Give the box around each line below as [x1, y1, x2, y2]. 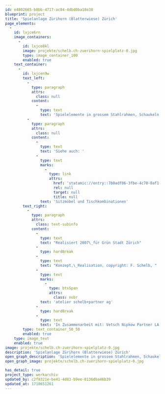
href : [53, 181, 65, 186]
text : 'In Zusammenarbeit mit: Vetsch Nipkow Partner [40, 322, 153, 327]
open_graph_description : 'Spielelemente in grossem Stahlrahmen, [5, 354, 141, 359]
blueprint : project [5, 12, 45, 17]
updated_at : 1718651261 [5, 381, 54, 386]
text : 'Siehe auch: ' [40, 149, 84, 154]
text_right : [23, 203, 48, 209]
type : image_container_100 [23, 53, 78, 58]
